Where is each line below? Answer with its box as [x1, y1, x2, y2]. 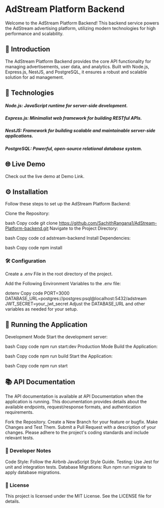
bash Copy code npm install [5, 245, 63, 251]
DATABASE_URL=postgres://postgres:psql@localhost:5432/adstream [5, 295, 147, 301]
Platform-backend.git [5, 225, 49, 231]
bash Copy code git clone [5, 220, 58, 226]
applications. [5, 133, 33, 139]
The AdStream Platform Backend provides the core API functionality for [5, 58, 152, 64]
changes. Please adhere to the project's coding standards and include [5, 430, 149, 436]
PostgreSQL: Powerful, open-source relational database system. [5, 146, 143, 152]
